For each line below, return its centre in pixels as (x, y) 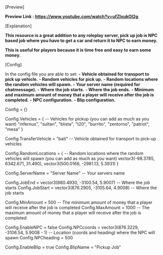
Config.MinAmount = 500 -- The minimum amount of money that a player (79, 202)
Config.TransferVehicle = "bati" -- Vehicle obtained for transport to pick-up (81, 139)
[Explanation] (18, 26)
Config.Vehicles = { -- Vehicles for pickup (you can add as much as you (77, 119)
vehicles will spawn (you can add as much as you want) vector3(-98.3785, (80, 158)
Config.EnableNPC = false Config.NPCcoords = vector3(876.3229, (72, 227)
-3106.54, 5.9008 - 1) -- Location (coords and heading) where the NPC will (80, 233)
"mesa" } (14, 129)
